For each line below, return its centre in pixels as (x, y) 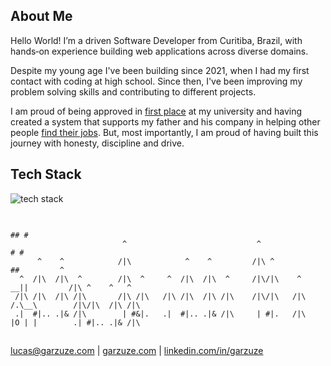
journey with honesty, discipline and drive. (97, 143)
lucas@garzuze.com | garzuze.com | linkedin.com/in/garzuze (137, 351)
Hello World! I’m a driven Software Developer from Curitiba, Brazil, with (156, 40)
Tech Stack (46, 174)
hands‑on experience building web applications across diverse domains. (159, 51)
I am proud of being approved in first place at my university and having (156, 111)
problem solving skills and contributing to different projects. (133, 91)
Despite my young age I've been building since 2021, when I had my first (160, 70)
